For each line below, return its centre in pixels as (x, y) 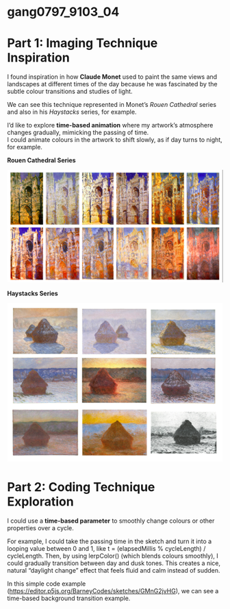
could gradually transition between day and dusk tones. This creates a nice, (114, 563)
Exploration (40, 502)
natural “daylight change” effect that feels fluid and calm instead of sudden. (114, 570)
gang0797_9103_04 (63, 12)
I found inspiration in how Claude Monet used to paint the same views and (112, 77)
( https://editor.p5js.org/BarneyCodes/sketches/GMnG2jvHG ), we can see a (113, 591)
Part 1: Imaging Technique (82, 43)
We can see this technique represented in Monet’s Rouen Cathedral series (112, 105)
